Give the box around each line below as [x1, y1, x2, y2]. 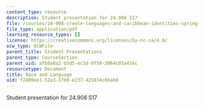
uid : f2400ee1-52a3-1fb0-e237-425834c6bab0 [6, 77, 119, 83]
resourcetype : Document [6, 65, 67, 72]
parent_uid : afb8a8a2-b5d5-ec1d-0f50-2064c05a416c [6, 60, 138, 66]
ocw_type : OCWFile [6, 43, 53, 50]
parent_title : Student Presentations [6, 49, 103, 55]
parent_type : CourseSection [6, 54, 78, 61]
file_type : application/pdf [6, 26, 78, 32]
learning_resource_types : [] [6, 32, 81, 38]
